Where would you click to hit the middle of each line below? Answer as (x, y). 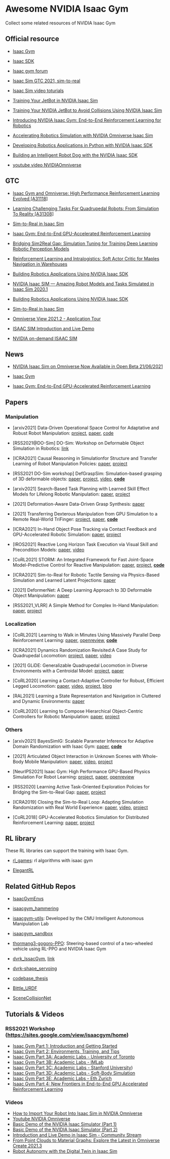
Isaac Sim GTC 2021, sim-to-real (46, 81)
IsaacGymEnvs (28, 899)
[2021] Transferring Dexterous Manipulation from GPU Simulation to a (85, 514)
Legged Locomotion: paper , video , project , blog (62, 686)
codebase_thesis (30, 979)
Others (14, 730)
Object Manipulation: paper (41, 596)
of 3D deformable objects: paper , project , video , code (69, 479)
